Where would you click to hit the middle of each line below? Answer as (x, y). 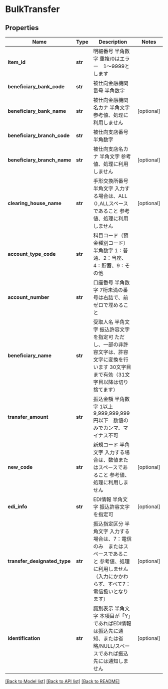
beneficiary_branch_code (39, 135)
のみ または (108, 546)
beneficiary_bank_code (36, 87)
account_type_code (32, 254)
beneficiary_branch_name (39, 160)
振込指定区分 (108, 524)
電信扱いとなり (111, 591)
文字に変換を (108, 360)
